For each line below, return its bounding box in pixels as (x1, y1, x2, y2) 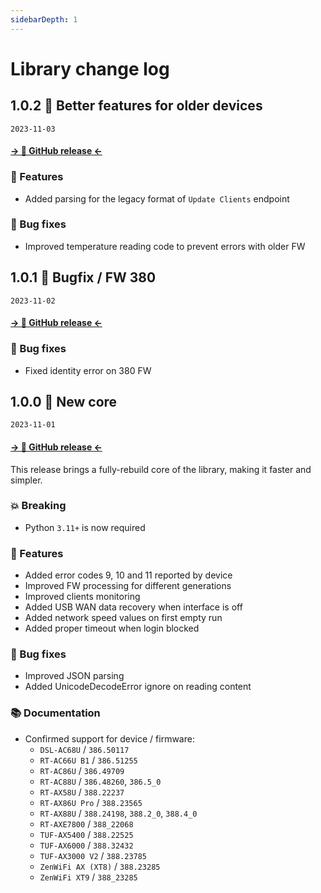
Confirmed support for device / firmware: (24, 732, 195, 745)
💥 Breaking (10, 499, 67, 513)
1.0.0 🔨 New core (10, 393, 118, 410)
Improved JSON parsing (24, 670, 125, 682)
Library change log (10, 57, 170, 80)
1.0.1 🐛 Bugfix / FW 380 (10, 269, 157, 286)
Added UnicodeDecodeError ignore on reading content (24, 681, 252, 693)
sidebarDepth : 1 (10, 14, 78, 25)
